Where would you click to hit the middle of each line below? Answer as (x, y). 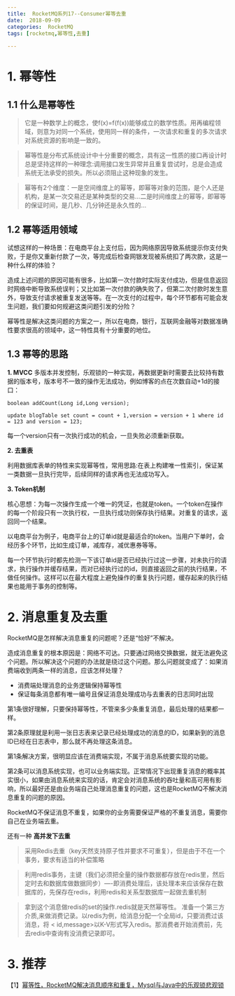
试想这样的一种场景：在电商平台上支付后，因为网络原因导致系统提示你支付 (114, 247)
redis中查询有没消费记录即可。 (74, 933)
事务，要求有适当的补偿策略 (64, 859)
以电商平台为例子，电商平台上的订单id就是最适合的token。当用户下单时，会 (116, 536)
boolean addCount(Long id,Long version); (69, 403)
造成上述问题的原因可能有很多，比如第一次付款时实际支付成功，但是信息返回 (117, 280)
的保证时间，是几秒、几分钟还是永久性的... (85, 205)
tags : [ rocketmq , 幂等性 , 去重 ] (49, 33)
